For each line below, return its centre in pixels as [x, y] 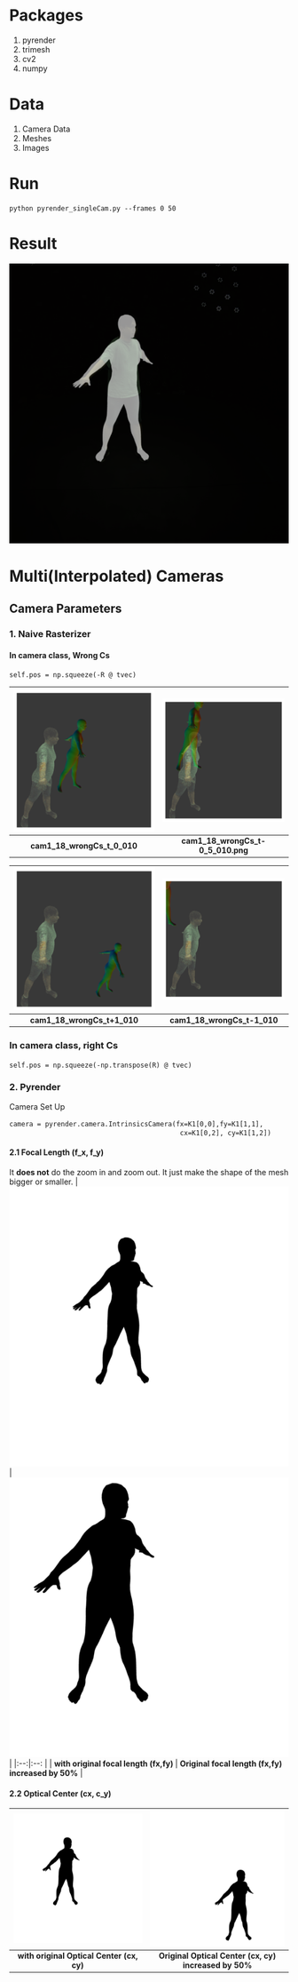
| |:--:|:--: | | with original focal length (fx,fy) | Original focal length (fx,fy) [145, 1763]
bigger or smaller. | [43, 1182]
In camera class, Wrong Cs [60, 655]
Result [33, 243]
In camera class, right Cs [63, 1046]
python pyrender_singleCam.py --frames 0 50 [93, 208]
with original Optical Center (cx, [78, 1956]
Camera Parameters [66, 609]
